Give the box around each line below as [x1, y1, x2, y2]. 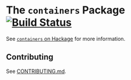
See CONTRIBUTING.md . [6, 68, 66, 75]
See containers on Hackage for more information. [6, 35, 126, 42]
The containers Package [6, 4, 125, 17]
